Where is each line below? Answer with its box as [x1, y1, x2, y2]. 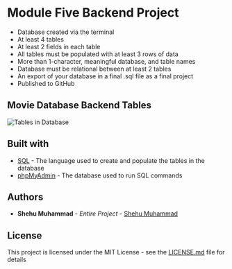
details [7, 255, 26, 264]
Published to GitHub [17, 79, 75, 87]
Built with [7, 138, 49, 150]
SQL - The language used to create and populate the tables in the [17, 156, 205, 164]
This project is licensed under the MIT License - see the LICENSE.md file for [7, 248, 225, 257]
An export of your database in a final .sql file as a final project [17, 71, 194, 80]
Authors [7, 191, 44, 202]
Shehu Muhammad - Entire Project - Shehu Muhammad [17, 209, 179, 218]
